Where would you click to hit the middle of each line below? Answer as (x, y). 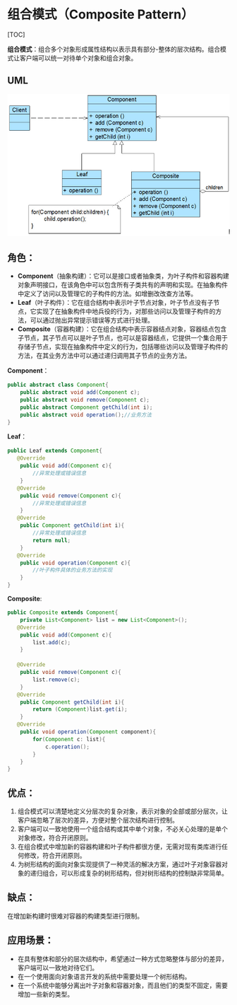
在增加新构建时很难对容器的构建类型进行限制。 (75, 916)
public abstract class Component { (58, 385)
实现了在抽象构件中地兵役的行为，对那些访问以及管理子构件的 (126, 311)
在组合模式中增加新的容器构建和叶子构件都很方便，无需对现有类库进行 (120, 847)
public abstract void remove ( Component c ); (85, 400)
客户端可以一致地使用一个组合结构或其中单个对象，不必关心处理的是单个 (122, 829)
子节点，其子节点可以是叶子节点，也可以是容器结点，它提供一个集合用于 (122, 338)
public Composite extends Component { (63, 612)
